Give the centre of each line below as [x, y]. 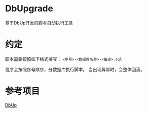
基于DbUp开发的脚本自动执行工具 [39, 23]
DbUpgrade [29, 9]
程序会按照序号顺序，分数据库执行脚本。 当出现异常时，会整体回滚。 [75, 69]
